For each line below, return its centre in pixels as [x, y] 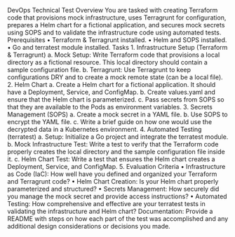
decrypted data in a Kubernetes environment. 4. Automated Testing [105, 129]
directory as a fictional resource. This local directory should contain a [108, 62]
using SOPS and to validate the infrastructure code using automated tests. [114, 32]
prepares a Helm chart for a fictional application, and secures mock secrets [116, 25]
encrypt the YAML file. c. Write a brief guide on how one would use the [110, 122]
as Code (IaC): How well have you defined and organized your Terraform [112, 174]
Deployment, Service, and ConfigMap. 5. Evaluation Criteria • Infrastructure [116, 167]
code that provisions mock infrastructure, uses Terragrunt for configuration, [117, 18]
